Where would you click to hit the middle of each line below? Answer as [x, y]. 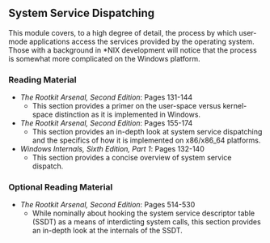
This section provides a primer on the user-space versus [127, 106]
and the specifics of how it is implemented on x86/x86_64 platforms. [146, 140]
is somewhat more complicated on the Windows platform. [104, 58]
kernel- [235, 106]
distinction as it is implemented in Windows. [127, 115]
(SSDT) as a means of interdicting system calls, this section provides [146, 222]
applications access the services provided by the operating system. [142, 41]
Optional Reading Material [61, 187]
